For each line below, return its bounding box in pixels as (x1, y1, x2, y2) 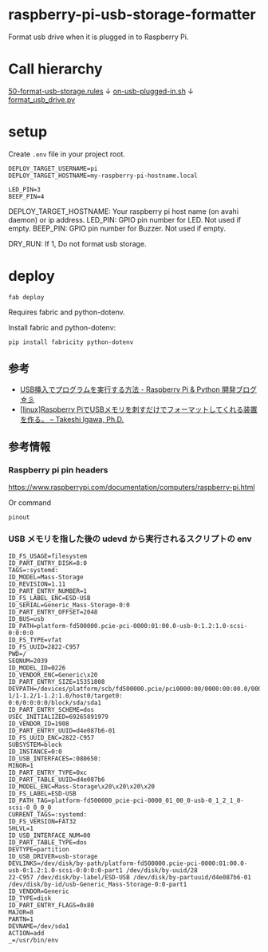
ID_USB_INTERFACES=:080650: (8, 754, 102, 763)
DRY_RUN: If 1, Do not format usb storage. (8, 239, 147, 248)
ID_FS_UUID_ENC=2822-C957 (8, 733, 94, 741)
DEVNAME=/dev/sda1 (8, 922, 69, 930)
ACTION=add (8, 929, 45, 937)
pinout (8, 513, 30, 522)
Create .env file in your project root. (8, 149, 126, 159)
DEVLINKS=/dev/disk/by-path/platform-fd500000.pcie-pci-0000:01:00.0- (8, 859, 248, 867)
